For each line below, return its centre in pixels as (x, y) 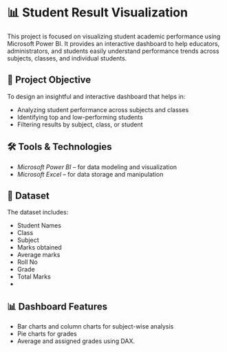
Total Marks (34, 277)
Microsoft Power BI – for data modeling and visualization (97, 167)
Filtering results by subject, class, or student (80, 124)
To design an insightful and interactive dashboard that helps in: (96, 96)
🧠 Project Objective (49, 80)
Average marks (39, 255)
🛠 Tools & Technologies (60, 147)
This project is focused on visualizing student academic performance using (114, 36)
